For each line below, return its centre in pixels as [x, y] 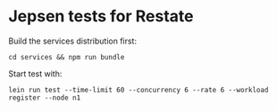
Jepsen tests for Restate [101, 16]
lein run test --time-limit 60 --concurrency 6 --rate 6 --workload [138, 90]
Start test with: [35, 74]
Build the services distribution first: [73, 41]
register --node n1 [45, 98]
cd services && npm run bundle [67, 57]
